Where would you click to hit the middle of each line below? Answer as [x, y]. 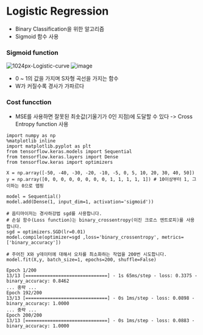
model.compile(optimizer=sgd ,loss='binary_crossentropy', [83, 237]
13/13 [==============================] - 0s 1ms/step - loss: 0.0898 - [101, 298]
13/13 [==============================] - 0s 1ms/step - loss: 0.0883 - [101, 320]
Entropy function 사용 [42, 124]
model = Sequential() [34, 196]
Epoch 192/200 [24, 293]
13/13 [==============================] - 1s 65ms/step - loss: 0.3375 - [102, 275]
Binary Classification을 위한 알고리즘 [60, 29]
